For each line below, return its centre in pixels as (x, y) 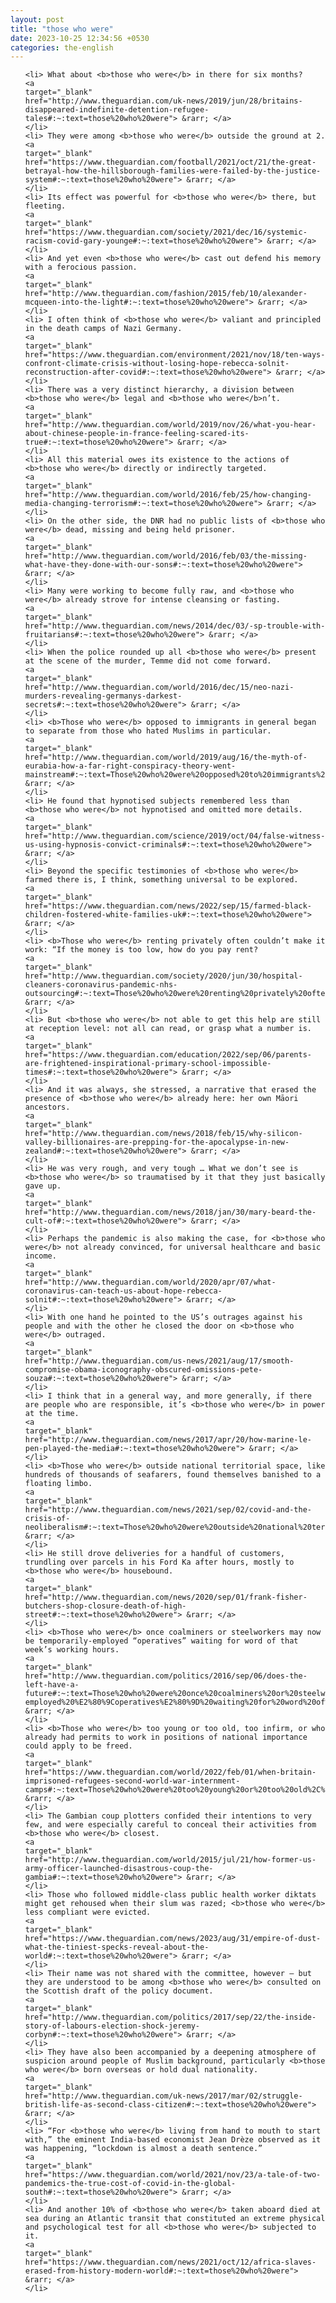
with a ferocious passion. (81, 267)
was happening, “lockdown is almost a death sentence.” (143, 2149)
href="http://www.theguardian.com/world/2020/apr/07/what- (150, 1282)
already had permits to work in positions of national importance (166, 1737)
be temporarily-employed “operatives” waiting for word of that (161, 1641)
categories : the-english (62, 47)
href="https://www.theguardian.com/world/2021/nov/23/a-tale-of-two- (173, 2175)
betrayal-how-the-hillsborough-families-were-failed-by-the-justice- (173, 171)
